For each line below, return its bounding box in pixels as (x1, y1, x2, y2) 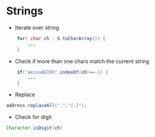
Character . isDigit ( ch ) (6, 125, 63, 131)
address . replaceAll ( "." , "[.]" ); (6, 103, 87, 109)
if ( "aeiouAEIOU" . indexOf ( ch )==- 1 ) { (17, 69, 109, 75)
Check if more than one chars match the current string (14, 57, 150, 65)
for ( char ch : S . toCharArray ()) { (17, 35, 106, 41)
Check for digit (14, 114, 52, 121)
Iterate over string (14, 24, 59, 31)
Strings (6, 4, 44, 18)
